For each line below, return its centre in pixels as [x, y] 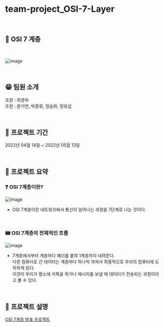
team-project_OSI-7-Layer [60, 9]
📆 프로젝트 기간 [27, 132]
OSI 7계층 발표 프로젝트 [28, 320]
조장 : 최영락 [17, 100]
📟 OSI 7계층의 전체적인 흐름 [37, 233]
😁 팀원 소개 [22, 87]
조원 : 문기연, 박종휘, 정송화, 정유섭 [39, 106]
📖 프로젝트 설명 [27, 307]
